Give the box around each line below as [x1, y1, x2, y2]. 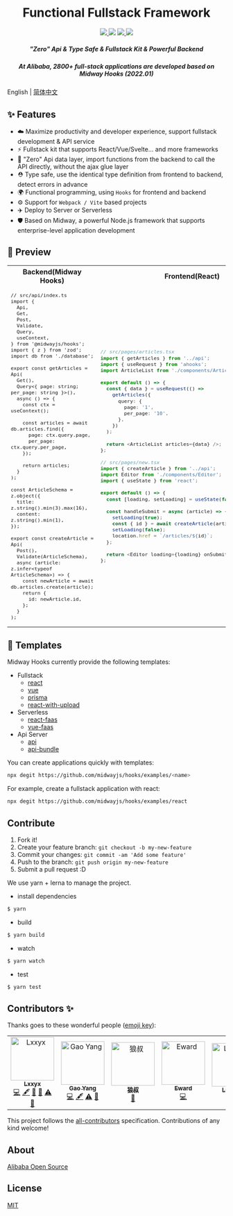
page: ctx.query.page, [28, 431, 92, 438]
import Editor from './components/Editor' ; [100, 471, 222, 478]
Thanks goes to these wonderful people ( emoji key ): [7, 1021, 157, 1029]
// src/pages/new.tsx [100, 458, 160, 466]
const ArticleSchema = [10, 486, 74, 493]
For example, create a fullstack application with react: [7, 785, 161, 793]
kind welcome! [7, 1124, 49, 1133]
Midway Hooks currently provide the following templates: [7, 658, 171, 666]
